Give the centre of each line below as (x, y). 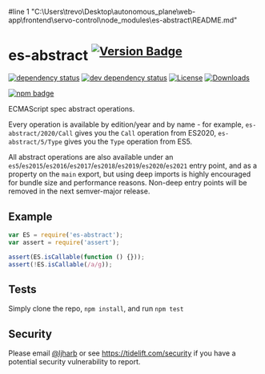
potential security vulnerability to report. (74, 362)
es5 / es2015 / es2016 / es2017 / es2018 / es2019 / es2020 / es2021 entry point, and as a (133, 166)
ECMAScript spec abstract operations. (72, 109)
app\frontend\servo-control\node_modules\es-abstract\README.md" (123, 20)
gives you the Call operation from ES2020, (146, 133)
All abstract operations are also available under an (91, 157)
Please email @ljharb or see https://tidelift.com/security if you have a (122, 353)
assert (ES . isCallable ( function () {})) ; (77, 257)
